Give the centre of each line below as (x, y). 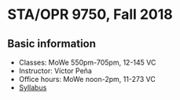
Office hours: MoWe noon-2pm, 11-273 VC (87, 79)
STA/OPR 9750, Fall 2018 (90, 15)
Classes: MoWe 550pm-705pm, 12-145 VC (87, 62)
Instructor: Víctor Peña (55, 71)
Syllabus (33, 87)
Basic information (51, 44)
